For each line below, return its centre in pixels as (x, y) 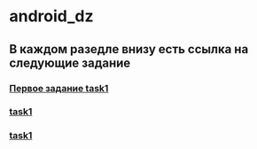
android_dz (51, 16)
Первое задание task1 (59, 88)
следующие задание (70, 63)
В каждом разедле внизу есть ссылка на (129, 49)
